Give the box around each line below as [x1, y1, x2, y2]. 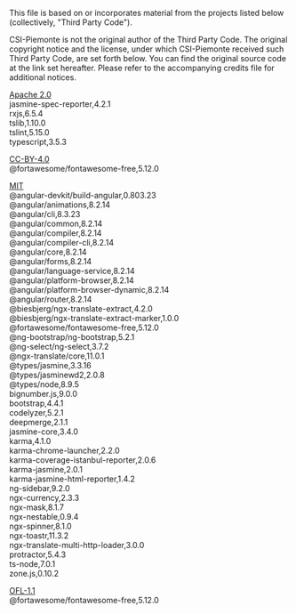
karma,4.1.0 [9, 436, 52, 446]
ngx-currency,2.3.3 [9, 493, 80, 503]
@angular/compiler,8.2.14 [9, 228, 102, 238]
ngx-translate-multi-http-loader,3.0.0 [9, 540, 145, 550]
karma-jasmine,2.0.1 [9, 465, 83, 474]
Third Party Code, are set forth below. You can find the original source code [9, 53, 287, 63]
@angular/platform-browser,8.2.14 [9, 275, 135, 286]
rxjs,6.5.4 [9, 109, 44, 118]
